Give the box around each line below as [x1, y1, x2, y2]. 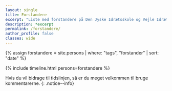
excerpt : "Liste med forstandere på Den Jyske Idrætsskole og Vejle [5, 17, 155, 22]
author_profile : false [5, 31, 54, 36]
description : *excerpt [5, 21, 54, 27]
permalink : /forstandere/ [5, 26, 60, 32]
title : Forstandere [5, 12, 47, 17]
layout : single [5, 7, 38, 13]
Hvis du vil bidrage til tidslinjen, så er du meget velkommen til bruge [5, 75, 148, 81]
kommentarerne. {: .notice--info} [5, 80, 74, 86]
